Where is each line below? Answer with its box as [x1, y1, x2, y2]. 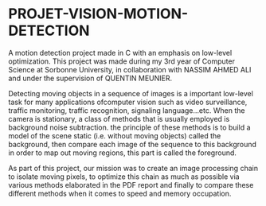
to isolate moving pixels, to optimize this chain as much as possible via [8, 172, 241, 181]
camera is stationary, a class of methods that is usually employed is [8, 114, 230, 123]
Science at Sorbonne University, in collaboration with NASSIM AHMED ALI [8, 64, 252, 74]
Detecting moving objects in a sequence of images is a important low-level [8, 88, 253, 98]
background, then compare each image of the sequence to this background [8, 139, 257, 149]
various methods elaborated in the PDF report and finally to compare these [8, 180, 254, 189]
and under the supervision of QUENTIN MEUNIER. [8, 73, 173, 83]
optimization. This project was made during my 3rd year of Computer [8, 56, 235, 66]
